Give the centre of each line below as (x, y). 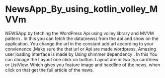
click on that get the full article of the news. (49, 70)
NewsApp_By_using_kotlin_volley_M (82, 9)
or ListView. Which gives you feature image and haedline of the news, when (83, 65)
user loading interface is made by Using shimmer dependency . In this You (81, 54)
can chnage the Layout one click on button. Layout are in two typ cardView (82, 59)
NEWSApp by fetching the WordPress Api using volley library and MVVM (80, 33)
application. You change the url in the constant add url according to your (79, 43)
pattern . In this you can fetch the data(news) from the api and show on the (82, 39)
